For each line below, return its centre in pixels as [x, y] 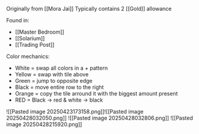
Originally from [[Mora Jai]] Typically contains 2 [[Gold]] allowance [89, 9]
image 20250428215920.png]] [44, 124]
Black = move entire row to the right [59, 87]
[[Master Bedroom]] [39, 32]
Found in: [18, 20]
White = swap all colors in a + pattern [61, 68]
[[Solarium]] [30, 38]
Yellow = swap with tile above [52, 74]
